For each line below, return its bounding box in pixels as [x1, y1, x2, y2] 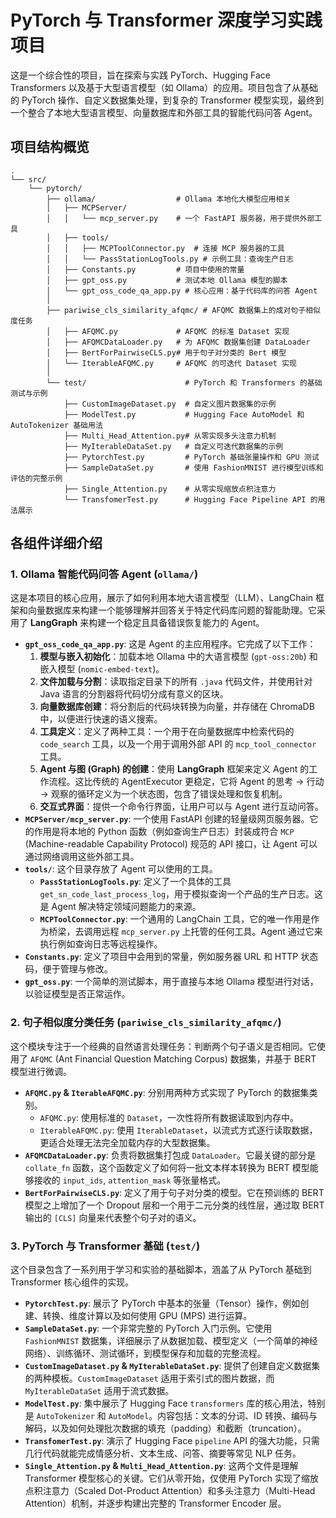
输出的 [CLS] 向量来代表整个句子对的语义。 [24, 1211, 202, 1223]
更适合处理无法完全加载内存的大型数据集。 [39, 1136, 216, 1148]
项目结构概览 [10, 139, 90, 156]
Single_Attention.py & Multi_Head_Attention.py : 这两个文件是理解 [24, 1460, 299, 1472]
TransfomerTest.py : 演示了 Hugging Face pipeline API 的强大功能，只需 [24, 1435, 320, 1447]
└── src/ [10, 174, 47, 185]
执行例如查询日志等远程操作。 [39, 938, 163, 950]
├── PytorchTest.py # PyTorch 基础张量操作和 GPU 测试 [63, 452, 320, 462]
